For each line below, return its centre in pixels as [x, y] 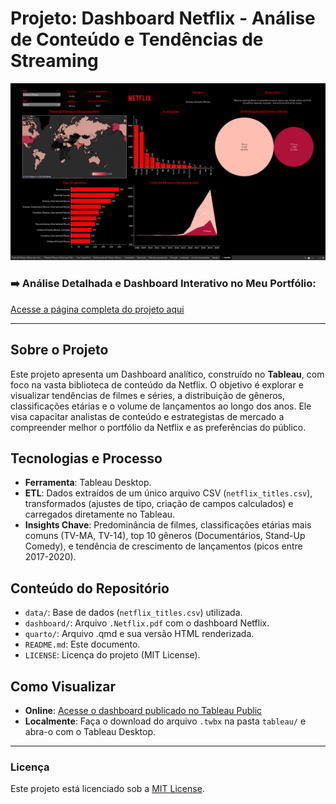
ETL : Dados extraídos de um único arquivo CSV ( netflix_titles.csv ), [168, 493]
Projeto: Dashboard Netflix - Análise [163, 18]
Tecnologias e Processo [86, 458]
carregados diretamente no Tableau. [100, 514]
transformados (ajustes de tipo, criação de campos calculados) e [159, 504]
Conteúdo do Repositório [90, 588]
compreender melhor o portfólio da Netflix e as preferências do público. [158, 427]
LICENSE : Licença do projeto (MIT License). [112, 655]
